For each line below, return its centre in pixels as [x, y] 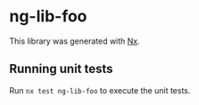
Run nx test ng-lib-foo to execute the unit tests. [100, 90]
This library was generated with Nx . [75, 41]
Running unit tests [61, 69]
